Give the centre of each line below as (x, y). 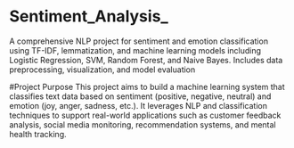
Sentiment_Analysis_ (89, 16)
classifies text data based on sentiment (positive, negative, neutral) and (140, 96)
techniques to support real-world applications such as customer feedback (145, 115)
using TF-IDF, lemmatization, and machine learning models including (135, 50)
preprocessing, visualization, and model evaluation (102, 70)
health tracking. (38, 134)
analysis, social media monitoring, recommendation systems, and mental (143, 124)
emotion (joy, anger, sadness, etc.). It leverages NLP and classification (138, 105)
